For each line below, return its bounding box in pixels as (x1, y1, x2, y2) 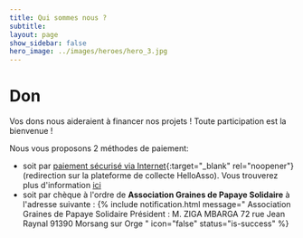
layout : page (9, 30, 59, 39)
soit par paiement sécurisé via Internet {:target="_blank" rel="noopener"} (22, 160, 295, 172)
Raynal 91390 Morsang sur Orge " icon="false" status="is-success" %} (22, 218, 289, 229)
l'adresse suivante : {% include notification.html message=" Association (22, 199, 291, 210)
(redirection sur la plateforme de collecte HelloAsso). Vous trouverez (22, 170, 279, 181)
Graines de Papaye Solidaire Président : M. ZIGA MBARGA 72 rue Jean (22, 209, 286, 220)
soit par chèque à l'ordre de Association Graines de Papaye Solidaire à (22, 189, 290, 200)
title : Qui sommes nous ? (9, 13, 107, 23)
